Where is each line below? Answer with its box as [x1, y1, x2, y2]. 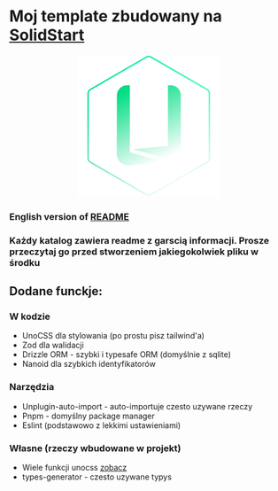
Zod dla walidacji [21, 339, 84, 351]
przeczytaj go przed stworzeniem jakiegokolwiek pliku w [9, 245, 259, 258]
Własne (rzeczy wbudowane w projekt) [9, 441, 181, 454]
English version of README [9, 210, 130, 222]
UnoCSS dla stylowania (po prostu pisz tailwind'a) [21, 331, 205, 341]
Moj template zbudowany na [9, 6, 223, 27]
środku [9, 256, 41, 269]
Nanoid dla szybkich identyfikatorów [21, 359, 157, 370]
